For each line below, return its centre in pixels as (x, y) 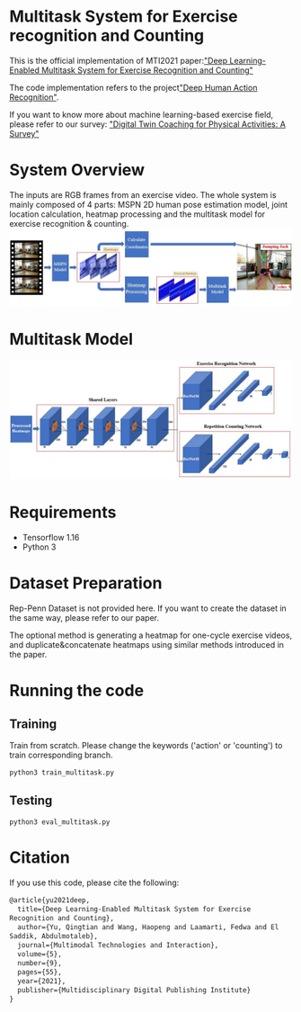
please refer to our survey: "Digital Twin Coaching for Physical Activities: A (147, 124)
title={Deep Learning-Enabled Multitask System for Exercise (134, 909)
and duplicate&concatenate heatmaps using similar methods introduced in (147, 645)
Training (33, 724)
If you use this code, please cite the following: (94, 882)
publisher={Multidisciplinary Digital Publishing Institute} (134, 990)
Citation (40, 858)
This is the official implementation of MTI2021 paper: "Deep (119, 60)
